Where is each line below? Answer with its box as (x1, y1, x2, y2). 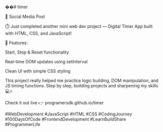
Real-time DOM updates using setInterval (5, 59, 88, 64)
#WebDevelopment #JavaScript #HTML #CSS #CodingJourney (5, 111, 132, 117)
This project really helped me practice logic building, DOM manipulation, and (5, 77, 159, 83)
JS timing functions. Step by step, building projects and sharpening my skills (5, 83, 158, 89)
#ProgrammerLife (5, 121, 40, 127)
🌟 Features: (5, 40, 28, 45)
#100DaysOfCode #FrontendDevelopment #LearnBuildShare (5, 116, 127, 122)
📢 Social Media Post (5, 14, 45, 19)
